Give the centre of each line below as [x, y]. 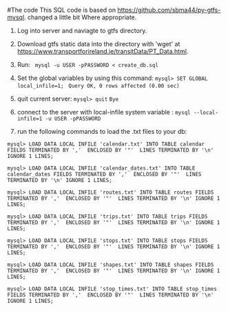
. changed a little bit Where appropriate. [80, 17]
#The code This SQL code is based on [61, 10]
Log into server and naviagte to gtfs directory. [82, 31]
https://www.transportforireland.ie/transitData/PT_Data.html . [103, 51]
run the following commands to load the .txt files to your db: [102, 131]
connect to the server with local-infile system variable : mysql [104, 112]
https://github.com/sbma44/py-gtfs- [169, 10]
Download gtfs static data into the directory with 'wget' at [99, 44]
